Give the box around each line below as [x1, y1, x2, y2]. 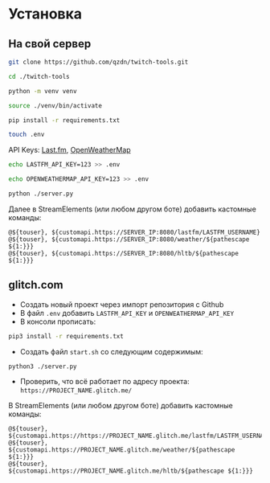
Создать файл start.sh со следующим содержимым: [19, 346, 203, 356]
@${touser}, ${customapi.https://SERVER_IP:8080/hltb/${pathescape [8, 249, 239, 257]
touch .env [8, 130, 45, 139]
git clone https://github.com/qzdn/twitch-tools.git [8, 58, 189, 66]
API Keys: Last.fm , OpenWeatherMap [8, 145, 131, 155]
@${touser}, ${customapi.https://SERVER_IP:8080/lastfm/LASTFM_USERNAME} [8, 228, 261, 236]
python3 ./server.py [8, 362, 78, 370]
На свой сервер [8, 37, 92, 51]
